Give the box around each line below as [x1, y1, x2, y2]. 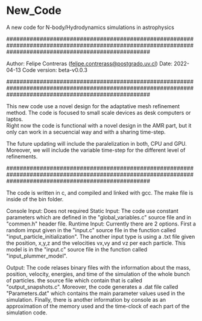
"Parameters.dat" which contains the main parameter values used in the [6, 290, 185, 297]
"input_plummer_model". [6, 252, 68, 259]
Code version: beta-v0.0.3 [22, 66, 87, 73]
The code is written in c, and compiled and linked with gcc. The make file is [6, 189, 194, 196]
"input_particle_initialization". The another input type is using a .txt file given [6, 233, 195, 240]
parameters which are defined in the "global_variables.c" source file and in [6, 213, 192, 221]
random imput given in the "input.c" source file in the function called [6, 226, 176, 233]
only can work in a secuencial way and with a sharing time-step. [6, 128, 166, 135]
